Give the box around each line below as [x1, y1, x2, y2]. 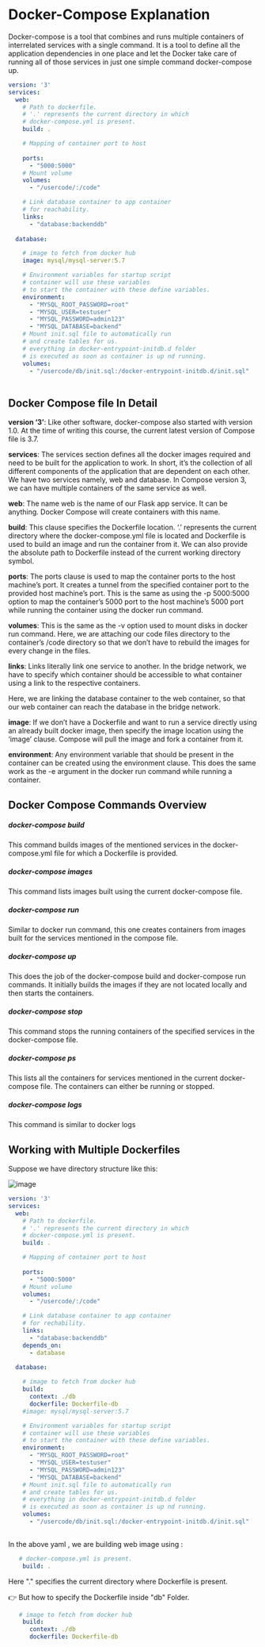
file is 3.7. [8, 434, 40, 444]
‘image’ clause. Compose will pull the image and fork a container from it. [8, 734, 244, 744]
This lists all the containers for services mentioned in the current [8, 1073, 218, 1083]
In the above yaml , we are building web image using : [8, 1539, 184, 1549]
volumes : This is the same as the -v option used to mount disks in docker [8, 621, 248, 630]
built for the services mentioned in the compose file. [8, 933, 179, 943]
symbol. [8, 556, 34, 566]
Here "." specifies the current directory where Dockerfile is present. [8, 1576, 228, 1586]
